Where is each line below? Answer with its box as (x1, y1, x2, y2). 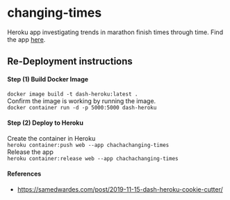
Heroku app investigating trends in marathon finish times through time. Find (7, 28, 224, 36)
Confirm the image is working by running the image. (7, 96, 156, 105)
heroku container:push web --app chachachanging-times (7, 141, 170, 148)
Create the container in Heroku (7, 134, 96, 142)
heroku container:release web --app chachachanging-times (7, 155, 179, 162)
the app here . (7, 35, 46, 43)
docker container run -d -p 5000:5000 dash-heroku (7, 104, 157, 111)
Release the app (7, 148, 54, 156)
